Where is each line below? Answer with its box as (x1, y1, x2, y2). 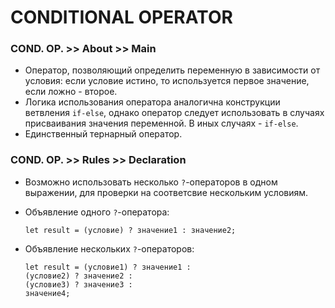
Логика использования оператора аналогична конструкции (24, 96, 281, 108)
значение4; (24, 288, 71, 298)
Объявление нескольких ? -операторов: (24, 242, 195, 255)
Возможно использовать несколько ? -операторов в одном (24, 176, 278, 188)
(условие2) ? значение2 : (24, 271, 133, 281)
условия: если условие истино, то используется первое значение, (24, 75, 310, 87)
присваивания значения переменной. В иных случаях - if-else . (24, 117, 299, 130)
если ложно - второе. (24, 86, 118, 98)
